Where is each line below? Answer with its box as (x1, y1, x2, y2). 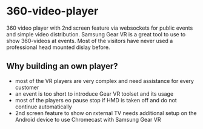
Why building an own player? (6, 61, 118, 71)
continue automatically (15, 103, 72, 110)
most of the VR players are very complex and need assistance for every (15, 77, 194, 84)
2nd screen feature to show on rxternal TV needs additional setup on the (15, 109, 197, 116)
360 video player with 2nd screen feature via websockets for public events (6, 24, 193, 31)
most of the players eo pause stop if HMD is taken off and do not (15, 96, 177, 104)
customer (15, 84, 39, 91)
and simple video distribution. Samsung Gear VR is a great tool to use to (6, 30, 186, 38)
